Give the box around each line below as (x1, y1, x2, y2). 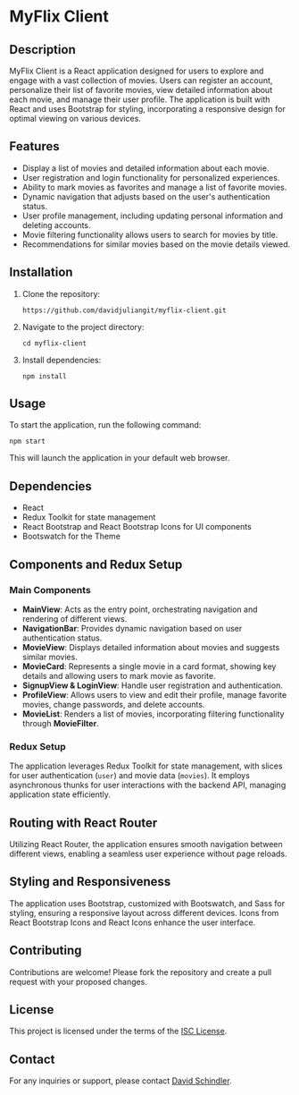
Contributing (9, 943, 82, 958)
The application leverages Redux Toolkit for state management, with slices (9, 760, 283, 771)
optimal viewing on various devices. (9, 114, 141, 123)
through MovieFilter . (21, 717, 100, 728)
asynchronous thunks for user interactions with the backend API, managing (9, 780, 287, 791)
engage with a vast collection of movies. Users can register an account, (9, 75, 273, 86)
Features (9, 139, 60, 154)
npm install (21, 371, 67, 381)
